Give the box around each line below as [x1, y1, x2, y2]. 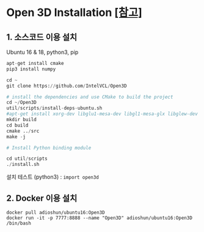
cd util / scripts [6, 155, 48, 162]
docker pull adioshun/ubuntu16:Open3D [6, 209, 105, 215]
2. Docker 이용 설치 [6, 193, 78, 203]
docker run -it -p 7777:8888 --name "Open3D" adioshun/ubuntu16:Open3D [6, 215, 192, 221]
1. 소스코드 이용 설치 [6, 32, 78, 42]
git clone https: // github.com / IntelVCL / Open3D [6, 83, 127, 89]
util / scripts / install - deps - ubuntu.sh [6, 105, 103, 111]
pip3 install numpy [6, 65, 56, 72]
